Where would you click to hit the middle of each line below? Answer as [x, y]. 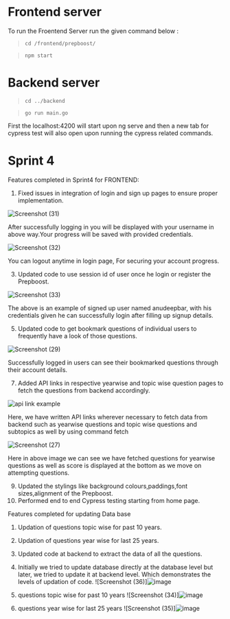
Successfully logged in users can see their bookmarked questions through [113, 362]
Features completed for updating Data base [69, 514]
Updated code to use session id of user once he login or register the [114, 274]
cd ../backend [45, 101]
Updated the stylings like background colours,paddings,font [103, 486]
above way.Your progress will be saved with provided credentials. [101, 234]
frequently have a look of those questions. [78, 336]
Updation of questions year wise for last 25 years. [88, 540]
